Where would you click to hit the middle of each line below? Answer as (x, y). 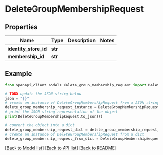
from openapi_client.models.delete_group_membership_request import (76, 85)
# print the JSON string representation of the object (62, 112)
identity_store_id (27, 49)
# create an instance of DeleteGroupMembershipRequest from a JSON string (82, 103)
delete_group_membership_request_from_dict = (52, 139)
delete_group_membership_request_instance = (51, 107)
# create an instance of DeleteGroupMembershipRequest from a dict (75, 134)
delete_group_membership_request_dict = (47, 130)
